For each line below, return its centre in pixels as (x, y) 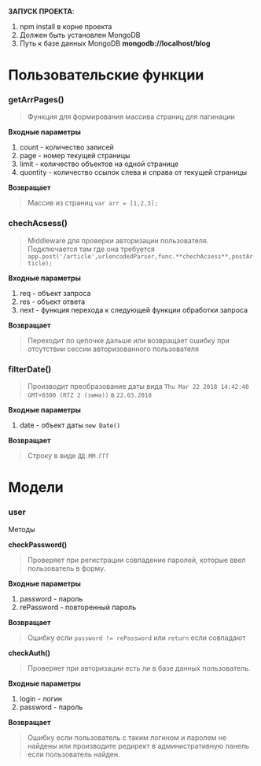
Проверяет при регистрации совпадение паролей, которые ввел (136, 560)
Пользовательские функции (106, 75)
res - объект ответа (52, 302)
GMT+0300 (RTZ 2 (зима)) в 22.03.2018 (89, 395)
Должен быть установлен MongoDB (80, 35)
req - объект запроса (55, 293)
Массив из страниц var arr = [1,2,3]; (93, 203)
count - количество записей (66, 147)
